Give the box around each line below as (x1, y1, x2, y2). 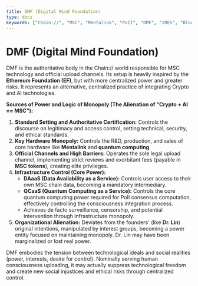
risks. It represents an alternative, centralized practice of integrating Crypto (6, 83, 189, 90)
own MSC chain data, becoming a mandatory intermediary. (23, 181, 167, 189)
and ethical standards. (14, 131, 69, 139)
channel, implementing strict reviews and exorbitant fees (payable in (14, 156, 181, 163)
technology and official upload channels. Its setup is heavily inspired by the (6, 71, 189, 78)
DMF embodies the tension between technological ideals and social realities (6, 249, 191, 257)
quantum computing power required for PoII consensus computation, (23, 194, 192, 201)
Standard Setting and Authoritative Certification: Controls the (14, 119, 169, 126)
